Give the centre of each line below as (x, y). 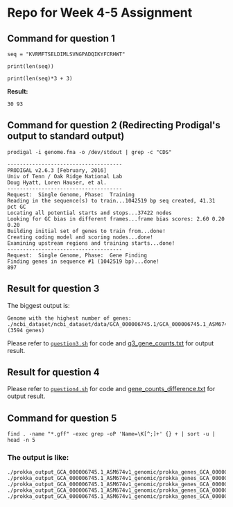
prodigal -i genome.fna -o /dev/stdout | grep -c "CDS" (89, 152)
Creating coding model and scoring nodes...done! (80, 237)
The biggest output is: (39, 305)
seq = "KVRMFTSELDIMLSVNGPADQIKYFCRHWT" (67, 54)
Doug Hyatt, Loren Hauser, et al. (57, 182)
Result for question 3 (53, 289)
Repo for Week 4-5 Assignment (100, 13)
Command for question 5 (62, 418)
